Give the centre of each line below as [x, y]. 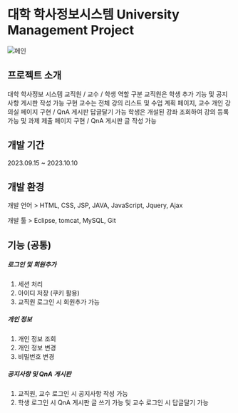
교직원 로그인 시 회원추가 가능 [58, 302]
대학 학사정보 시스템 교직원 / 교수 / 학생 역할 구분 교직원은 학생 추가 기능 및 [111, 94]
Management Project [71, 30]
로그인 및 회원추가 [32, 265]
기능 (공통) [30, 245]
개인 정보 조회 [37, 338]
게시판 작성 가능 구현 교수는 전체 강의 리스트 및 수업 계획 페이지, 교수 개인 [122, 103]
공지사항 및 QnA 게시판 [39, 374]
